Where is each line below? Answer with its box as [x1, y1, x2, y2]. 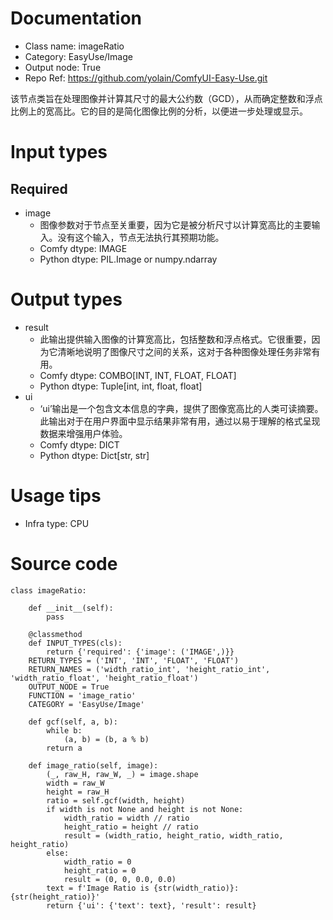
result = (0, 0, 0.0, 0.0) [63, 874, 177, 884]
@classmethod [28, 629, 83, 639]
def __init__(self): [28, 603, 114, 613]
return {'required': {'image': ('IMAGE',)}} [46, 647, 235, 657]
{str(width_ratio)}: [153, 883, 240, 893]
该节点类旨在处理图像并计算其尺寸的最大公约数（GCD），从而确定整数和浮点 [10, 92, 323, 104]
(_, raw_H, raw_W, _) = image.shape [46, 769, 199, 779]
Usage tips [10, 485, 102, 507]
